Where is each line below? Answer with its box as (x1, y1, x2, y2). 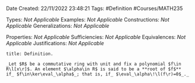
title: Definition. (6, 51, 54, 57)
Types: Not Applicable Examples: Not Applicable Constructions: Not (6, 16, 170, 23)
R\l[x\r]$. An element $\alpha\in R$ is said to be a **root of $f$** (6, 66, 182, 72)
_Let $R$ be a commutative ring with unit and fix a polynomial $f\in (6, 61, 182, 67)
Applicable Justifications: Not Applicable (6, 40, 105, 46)
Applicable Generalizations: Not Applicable (6, 23, 110, 29)
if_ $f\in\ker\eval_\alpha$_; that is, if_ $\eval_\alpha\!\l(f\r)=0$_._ (6, 71, 190, 77)
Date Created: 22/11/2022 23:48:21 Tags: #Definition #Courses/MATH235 (6, 5, 183, 12)
